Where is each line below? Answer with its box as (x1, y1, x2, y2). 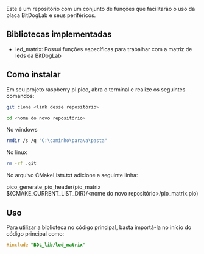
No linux (6, 149, 27, 156)
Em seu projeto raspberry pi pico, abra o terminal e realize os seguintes (6, 85, 186, 93)
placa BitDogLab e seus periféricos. (6, 12, 96, 19)
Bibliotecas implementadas (6, 29, 112, 40)
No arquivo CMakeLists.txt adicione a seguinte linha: (6, 172, 138, 179)
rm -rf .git (6, 161, 37, 167)
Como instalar (6, 69, 61, 80)
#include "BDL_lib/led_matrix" (6, 242, 86, 248)
